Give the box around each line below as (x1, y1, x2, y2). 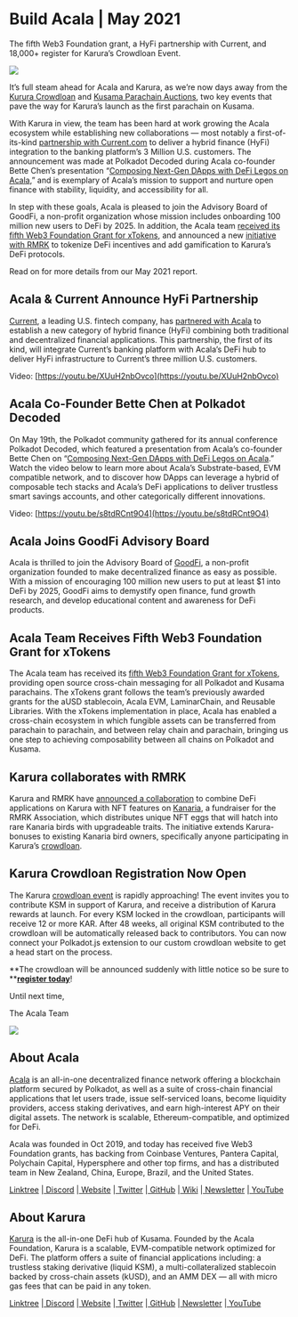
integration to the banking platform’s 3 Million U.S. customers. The (9, 146, 252, 157)
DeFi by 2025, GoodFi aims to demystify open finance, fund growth (9, 586, 256, 597)
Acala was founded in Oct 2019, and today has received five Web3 (9, 1138, 254, 1149)
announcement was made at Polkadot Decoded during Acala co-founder (9, 156, 276, 167)
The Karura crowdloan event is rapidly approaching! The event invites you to (9, 890, 289, 900)
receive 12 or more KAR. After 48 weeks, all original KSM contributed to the (9, 918, 285, 929)
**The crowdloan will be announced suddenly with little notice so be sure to (9, 963, 289, 974)
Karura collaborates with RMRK (9, 769, 187, 785)
